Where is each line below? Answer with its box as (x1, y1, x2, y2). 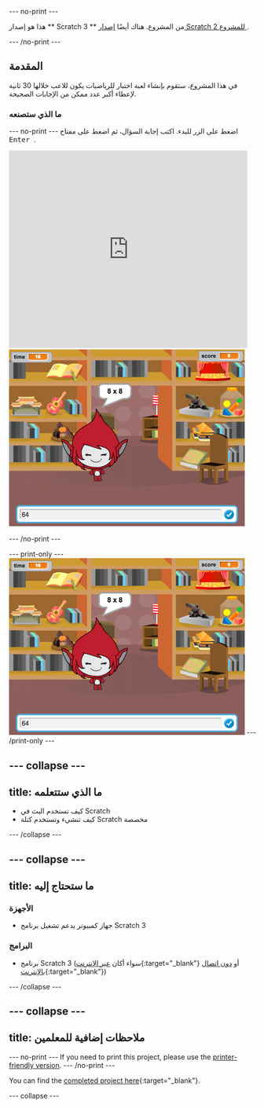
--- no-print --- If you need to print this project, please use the (9, 1052, 211, 1062)
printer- (212, 1052, 238, 1062)
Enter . (9, 135, 36, 145)
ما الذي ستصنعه (9, 108, 62, 119)
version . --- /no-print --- (35, 1060, 115, 1069)
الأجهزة (9, 903, 34, 914)
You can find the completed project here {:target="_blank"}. (9, 1076, 201, 1085)
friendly (9, 1060, 35, 1069)
